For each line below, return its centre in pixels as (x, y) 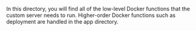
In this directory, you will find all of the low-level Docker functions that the (98, 9)
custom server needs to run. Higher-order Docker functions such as (91, 15)
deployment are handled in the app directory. (63, 22)
